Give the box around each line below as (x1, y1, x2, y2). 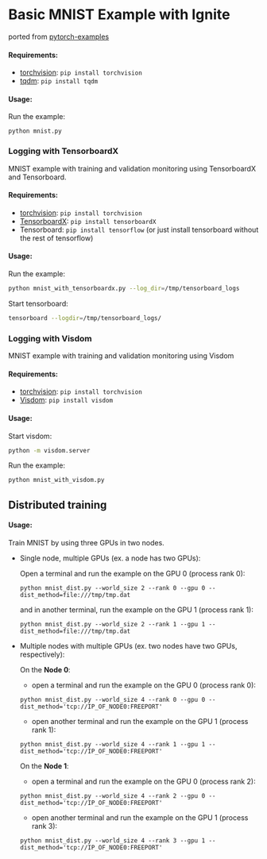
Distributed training (8, 498, 107, 511)
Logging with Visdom (8, 333, 93, 344)
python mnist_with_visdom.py (8, 476, 105, 484)
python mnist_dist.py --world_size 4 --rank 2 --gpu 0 (19, 792, 206, 799)
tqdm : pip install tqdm (19, 76, 99, 86)
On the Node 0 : (19, 664, 71, 674)
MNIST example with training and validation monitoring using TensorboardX (8, 164, 257, 173)
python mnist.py (8, 127, 62, 136)
